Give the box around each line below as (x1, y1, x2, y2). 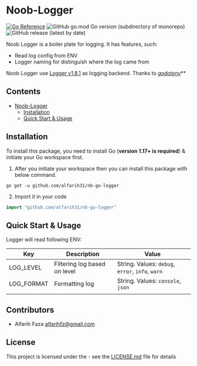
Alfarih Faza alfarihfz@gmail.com (14, 321, 95, 328)
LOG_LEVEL (9, 264, 42, 272)
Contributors (6, 305, 55, 315)
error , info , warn (117, 267, 163, 276)
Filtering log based (54, 260, 106, 268)
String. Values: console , (117, 277, 181, 285)
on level (54, 267, 76, 276)
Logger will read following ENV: (6, 236, 82, 243)
